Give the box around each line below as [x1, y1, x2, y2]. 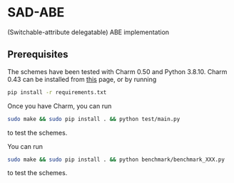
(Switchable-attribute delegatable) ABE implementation [7, 28, 170, 36]
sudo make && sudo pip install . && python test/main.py [7, 115, 180, 122]
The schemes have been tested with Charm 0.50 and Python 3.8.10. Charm [7, 67, 228, 75]
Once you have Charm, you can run [7, 101, 112, 110]
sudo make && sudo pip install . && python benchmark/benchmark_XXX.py [7, 156, 225, 163]
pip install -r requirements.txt [7, 88, 107, 96]
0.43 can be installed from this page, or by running [7, 75, 157, 83]
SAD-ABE [7, 4, 65, 21]
